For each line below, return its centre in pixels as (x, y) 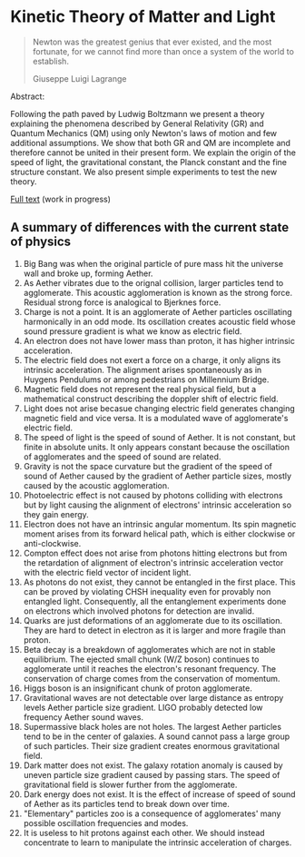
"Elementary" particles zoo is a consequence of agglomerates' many (152, 813)
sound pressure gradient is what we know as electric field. (133, 331)
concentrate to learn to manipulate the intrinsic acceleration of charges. (157, 842)
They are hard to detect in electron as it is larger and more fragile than (154, 630)
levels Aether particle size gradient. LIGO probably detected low (143, 707)
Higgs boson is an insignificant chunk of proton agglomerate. (138, 688)
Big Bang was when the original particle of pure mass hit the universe (153, 263)
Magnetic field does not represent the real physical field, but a (140, 389)
